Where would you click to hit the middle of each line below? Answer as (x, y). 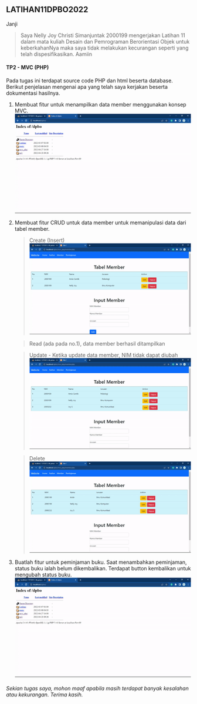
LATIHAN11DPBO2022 (47, 10)
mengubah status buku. (43, 575)
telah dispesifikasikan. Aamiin (56, 54)
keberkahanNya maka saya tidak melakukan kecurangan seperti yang (104, 48)
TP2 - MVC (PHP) (28, 68)
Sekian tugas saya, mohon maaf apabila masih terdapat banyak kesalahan (97, 689)
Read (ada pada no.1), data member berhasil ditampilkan (97, 344)
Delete (37, 459)
